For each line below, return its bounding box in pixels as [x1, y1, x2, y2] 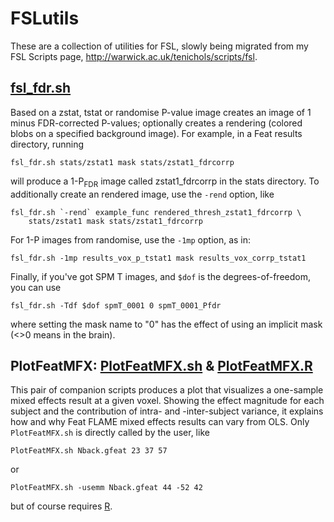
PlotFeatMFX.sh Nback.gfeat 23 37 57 [10, 446, 168, 456]
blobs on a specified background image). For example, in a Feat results [10, 127, 303, 139]
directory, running [10, 138, 85, 150]
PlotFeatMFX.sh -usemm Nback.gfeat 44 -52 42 [10, 483, 203, 493]
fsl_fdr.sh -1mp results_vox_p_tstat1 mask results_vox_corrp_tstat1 [10, 253, 307, 263]
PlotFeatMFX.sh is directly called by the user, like [10, 427, 210, 439]
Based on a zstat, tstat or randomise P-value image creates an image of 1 [10, 106, 312, 118]
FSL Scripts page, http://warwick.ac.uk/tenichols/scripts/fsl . [10, 50, 258, 62]
